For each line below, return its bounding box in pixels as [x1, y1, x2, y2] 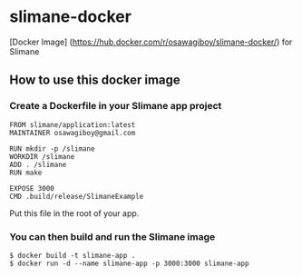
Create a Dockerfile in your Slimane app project [9, 100, 222, 113]
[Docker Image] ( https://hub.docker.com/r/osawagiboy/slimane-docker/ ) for [9, 36, 293, 47]
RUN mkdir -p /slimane [9, 143, 95, 153]
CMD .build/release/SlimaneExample [9, 192, 144, 201]
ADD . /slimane [9, 160, 67, 169]
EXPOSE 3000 [9, 183, 54, 193]
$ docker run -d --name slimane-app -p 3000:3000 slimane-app [9, 259, 249, 268]
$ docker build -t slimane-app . [9, 251, 136, 260]
